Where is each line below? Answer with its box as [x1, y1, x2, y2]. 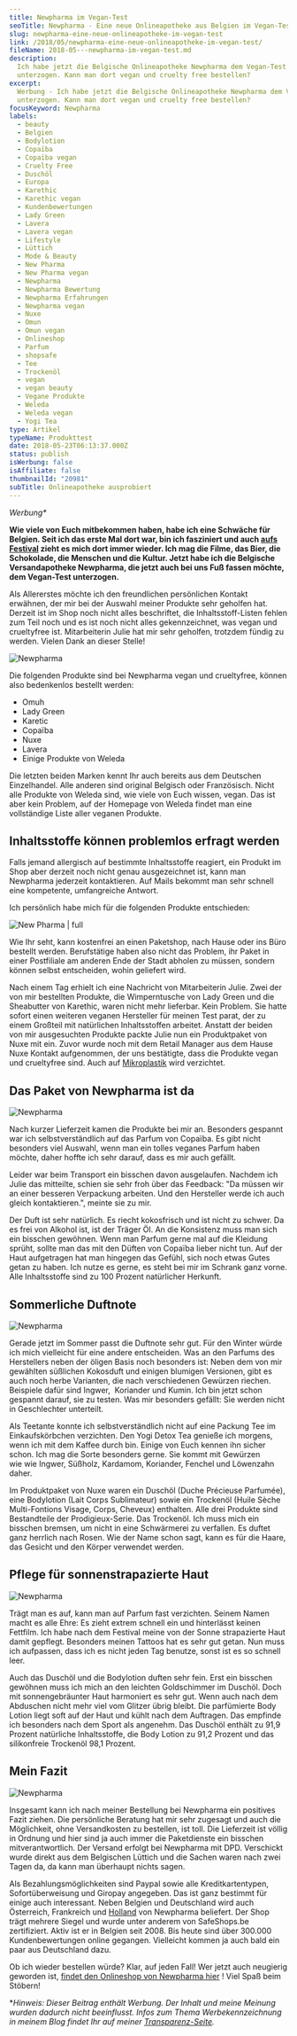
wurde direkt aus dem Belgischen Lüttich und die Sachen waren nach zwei [9, 1852, 281, 1862]
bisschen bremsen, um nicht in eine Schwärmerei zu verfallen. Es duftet [9, 1522, 271, 1533]
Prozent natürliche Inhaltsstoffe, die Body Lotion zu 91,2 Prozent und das [9, 1728, 274, 1739]
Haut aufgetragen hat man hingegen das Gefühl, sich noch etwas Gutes [9, 1252, 270, 1263]
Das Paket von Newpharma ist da [9, 1083, 194, 1098]
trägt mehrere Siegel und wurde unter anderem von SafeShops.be [9, 1915, 249, 1926]
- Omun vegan [17, 326, 65, 335]
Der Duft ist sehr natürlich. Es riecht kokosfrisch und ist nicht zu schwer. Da [9, 1215, 285, 1226]
